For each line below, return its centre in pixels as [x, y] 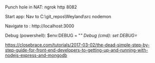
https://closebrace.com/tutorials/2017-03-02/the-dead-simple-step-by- [77, 45]
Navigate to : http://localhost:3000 [40, 26]
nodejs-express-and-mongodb [36, 55]
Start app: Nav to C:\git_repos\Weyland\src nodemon [58, 16]
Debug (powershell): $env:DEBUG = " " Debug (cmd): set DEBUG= [71, 35]
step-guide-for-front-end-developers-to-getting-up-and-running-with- [77, 50]
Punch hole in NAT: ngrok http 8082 [41, 7]
